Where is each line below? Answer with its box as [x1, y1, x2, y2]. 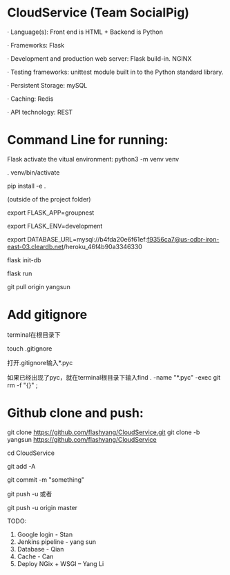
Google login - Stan [17, 530, 73, 538]
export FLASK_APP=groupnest [7, 208, 95, 217]
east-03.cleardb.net [7, 242, 64, 251]
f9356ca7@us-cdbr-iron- [147, 235, 220, 243]
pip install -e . [7, 182, 46, 190]
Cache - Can [17, 552, 54, 561]
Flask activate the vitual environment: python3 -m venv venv [7, 155, 180, 163]
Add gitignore [7, 307, 88, 322]
